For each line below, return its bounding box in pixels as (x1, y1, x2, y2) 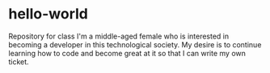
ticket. (8, 57, 30, 67)
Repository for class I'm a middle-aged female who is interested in (8, 31, 230, 41)
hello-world (8, 5, 89, 23)
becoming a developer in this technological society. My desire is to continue (8, 39, 262, 49)
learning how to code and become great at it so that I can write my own (8, 48, 247, 58)
